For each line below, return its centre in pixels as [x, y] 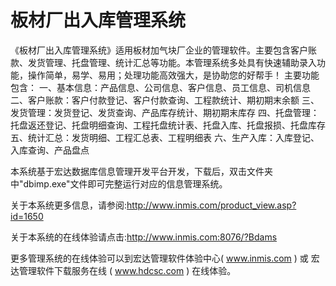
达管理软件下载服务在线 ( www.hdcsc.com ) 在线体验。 [123, 270]
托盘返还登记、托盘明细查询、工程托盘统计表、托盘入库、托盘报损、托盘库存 [168, 125]
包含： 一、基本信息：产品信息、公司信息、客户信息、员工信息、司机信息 [160, 87]
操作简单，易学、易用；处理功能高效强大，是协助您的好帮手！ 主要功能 [173, 75]
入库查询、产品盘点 [50, 150]
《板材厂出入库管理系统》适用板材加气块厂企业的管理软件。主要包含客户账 [163, 50]
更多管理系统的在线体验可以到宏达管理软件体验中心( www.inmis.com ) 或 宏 [165, 258]
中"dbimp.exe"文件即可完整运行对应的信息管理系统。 [119, 183]
